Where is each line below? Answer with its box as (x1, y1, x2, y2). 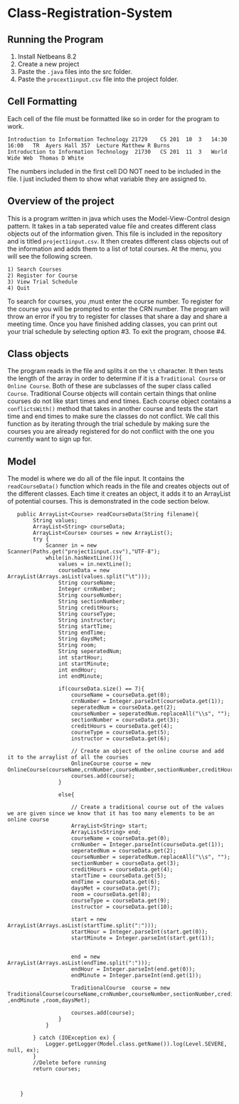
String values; (33, 517, 78, 524)
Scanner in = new (45, 542, 97, 549)
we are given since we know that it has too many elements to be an (7, 810, 215, 817)
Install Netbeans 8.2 (17, 52, 77, 61)
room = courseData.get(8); (70, 891, 152, 898)
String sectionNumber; (58, 598, 126, 605)
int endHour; (58, 667, 97, 674)
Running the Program (7, 33, 104, 46)
